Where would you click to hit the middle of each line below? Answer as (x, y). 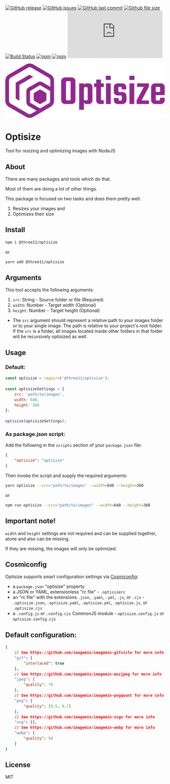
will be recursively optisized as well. (50, 337)
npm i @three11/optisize (31, 242)
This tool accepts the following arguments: (50, 290)
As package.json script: (35, 434)
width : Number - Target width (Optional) (54, 305)
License (18, 765)
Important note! (30, 521)
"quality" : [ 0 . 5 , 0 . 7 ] (47, 706)
